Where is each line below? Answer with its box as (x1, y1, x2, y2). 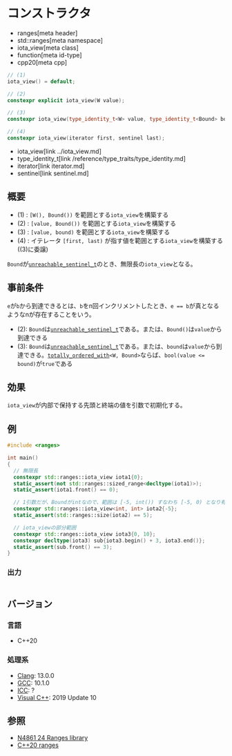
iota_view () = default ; (7, 78, 76, 85)
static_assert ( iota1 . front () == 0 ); (13, 487, 119, 494)
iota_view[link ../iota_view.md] (17, 147, 102, 155)
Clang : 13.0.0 (17, 671, 55, 679)
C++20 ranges (17, 741, 59, 749)
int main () (7, 454, 39, 462)
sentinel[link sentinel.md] (17, 169, 89, 177)
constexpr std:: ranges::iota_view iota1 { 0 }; (13, 474, 144, 481)
